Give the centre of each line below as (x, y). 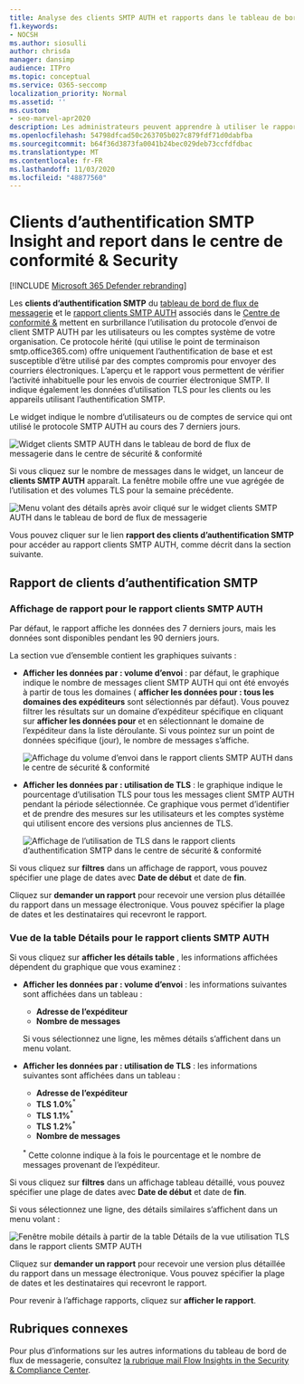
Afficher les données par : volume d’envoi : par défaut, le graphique (151, 673)
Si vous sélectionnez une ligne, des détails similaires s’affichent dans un (144, 1209)
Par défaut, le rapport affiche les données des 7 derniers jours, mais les (143, 628)
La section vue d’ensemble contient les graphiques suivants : (123, 655)
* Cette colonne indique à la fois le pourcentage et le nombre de (142, 1154)
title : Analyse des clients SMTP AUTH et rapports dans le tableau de (145, 18)
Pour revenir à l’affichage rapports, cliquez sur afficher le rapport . (133, 1300)
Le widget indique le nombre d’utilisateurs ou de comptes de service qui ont (151, 417)
